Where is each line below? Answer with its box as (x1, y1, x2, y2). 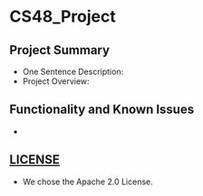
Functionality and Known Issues (9, 102, 195, 117)
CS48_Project (9, 6, 116, 27)
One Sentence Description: (22, 66, 124, 77)
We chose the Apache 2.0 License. (22, 176, 154, 187)
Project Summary (9, 42, 111, 58)
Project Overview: (22, 76, 90, 87)
